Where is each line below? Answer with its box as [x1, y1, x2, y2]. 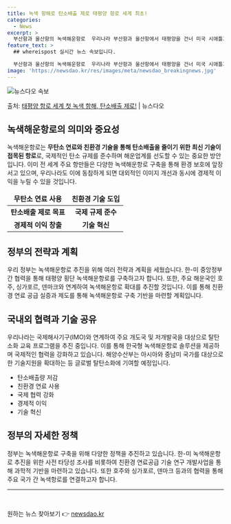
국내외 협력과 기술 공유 [7, 314, 98, 325]
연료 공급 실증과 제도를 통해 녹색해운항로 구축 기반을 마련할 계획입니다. [14, 292, 203, 300]
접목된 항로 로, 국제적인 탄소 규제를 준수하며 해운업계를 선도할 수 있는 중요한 [7, 152, 208, 160]
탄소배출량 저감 [16, 373, 58, 382]
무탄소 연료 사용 [13, 194, 62, 204]
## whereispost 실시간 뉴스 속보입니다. [13, 49, 116, 56]
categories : [7, 17, 41, 23]
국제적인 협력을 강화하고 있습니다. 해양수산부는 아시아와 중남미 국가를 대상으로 [14, 350, 224, 358]
